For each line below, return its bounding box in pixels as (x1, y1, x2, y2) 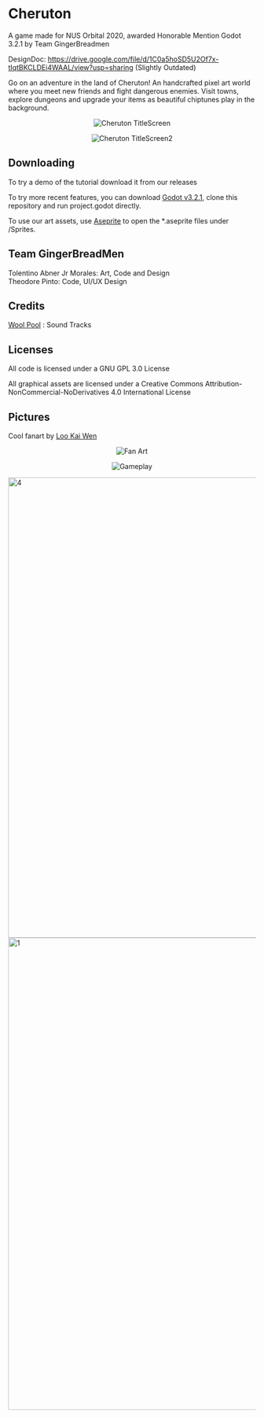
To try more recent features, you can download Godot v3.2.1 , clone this (8, 192, 238, 201)
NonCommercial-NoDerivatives (8, 387, 110, 397)
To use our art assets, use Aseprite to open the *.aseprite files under (8, 216, 229, 225)
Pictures (8, 410, 50, 423)
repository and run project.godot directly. (8, 201, 141, 210)
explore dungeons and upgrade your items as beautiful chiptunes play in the (8, 94, 255, 104)
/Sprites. (8, 224, 36, 234)
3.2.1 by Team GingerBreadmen (8, 39, 110, 48)
